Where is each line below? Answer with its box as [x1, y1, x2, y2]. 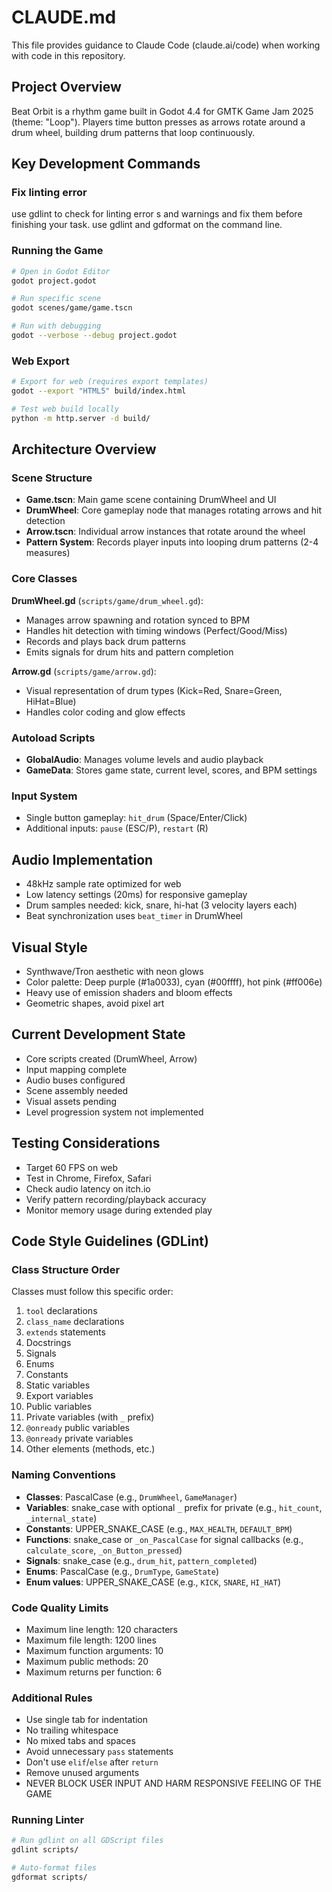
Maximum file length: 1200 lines [25, 1634, 157, 1646]
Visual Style [11, 939, 88, 956]
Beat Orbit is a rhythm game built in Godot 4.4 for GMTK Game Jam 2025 [11, 105, 314, 117]
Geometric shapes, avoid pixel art [25, 997, 165, 1009]
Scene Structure [11, 471, 93, 485]
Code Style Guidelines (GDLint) [11, 1233, 209, 1250]
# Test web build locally [11, 404, 119, 415]
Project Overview [11, 79, 122, 96]
